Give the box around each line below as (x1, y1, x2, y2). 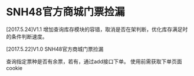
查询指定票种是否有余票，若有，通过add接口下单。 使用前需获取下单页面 (6, 58, 182, 65)
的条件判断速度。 (6, 33, 48, 40)
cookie (6, 64, 23, 71)
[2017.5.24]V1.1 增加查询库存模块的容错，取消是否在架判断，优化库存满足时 (6, 26, 188, 33)
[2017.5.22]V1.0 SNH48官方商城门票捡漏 (6, 45, 104, 53)
